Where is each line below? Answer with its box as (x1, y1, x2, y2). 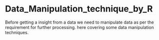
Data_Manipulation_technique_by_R (5, 3, 153, 14)
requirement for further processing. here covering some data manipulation (5, 24, 154, 30)
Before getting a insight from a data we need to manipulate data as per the (5, 19, 154, 25)
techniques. (5, 29, 29, 35)
